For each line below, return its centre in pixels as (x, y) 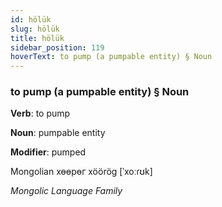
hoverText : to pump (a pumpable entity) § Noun (111, 57)
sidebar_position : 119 (57, 47)
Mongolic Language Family (66, 191)
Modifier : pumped (48, 152)
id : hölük (31, 19)
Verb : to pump (40, 113)
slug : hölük (35, 29)
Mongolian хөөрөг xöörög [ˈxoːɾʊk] (81, 172)
